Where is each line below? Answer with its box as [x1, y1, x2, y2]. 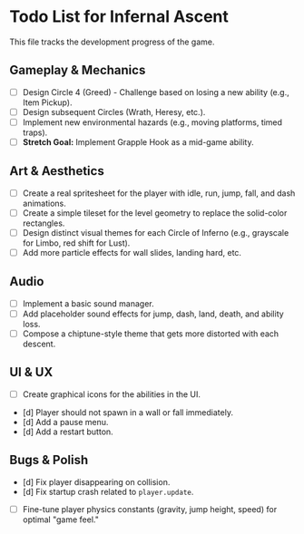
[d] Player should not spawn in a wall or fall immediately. [22, 406, 234, 418]
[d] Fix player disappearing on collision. [22, 476, 171, 487]
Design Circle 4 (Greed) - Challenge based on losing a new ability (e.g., [22, 86, 289, 97]
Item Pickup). [22, 97, 73, 108]
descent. [22, 338, 56, 350]
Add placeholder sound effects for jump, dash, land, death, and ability [22, 308, 284, 319]
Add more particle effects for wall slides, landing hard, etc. [22, 248, 242, 257]
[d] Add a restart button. [22, 426, 113, 437]
